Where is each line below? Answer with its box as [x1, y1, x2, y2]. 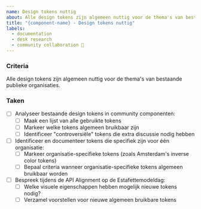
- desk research [11, 36, 52, 42]
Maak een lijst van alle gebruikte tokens [23, 117, 121, 124]
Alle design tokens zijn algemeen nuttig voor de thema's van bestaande [6, 75, 182, 82]
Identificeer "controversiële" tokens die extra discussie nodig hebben [23, 130, 195, 137]
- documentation [11, 31, 52, 37]
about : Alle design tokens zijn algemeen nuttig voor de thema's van [6, 14, 184, 20]
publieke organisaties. [6, 82, 61, 89]
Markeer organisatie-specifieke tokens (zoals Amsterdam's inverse [23, 150, 190, 157]
